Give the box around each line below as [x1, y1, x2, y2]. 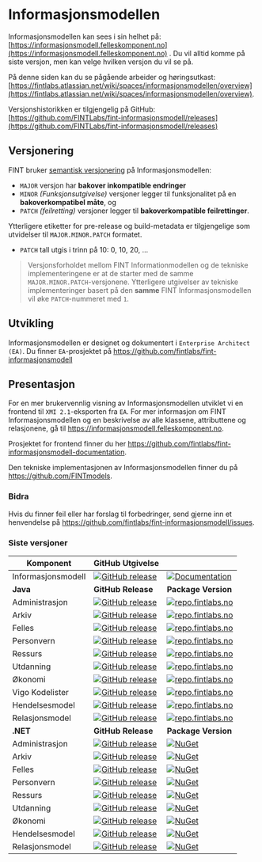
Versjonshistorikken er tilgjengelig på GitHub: [8, 104, 156, 114]
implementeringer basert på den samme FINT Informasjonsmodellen [27, 285, 252, 294]
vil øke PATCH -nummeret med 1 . [27, 294, 129, 303]
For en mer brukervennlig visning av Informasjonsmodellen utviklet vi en [8, 398, 244, 408]
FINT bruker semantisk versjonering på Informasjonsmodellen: [8, 165, 212, 175]
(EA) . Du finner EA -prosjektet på [8, 346, 112, 355]
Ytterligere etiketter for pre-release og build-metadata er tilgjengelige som [8, 221, 251, 230]
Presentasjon [8, 378, 75, 391]
